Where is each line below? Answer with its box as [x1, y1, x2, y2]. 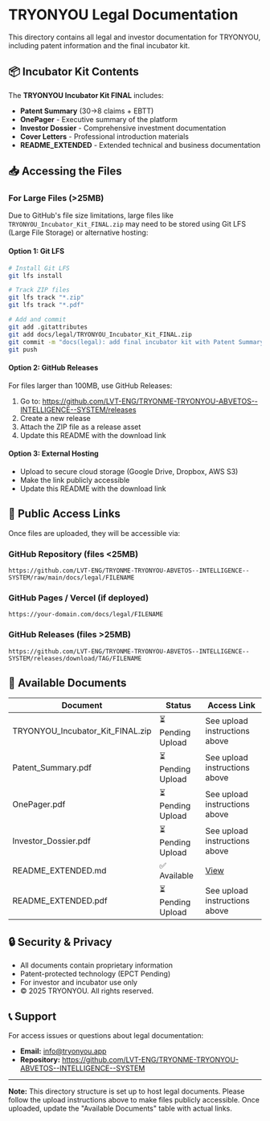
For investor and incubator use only [19, 978, 138, 988]
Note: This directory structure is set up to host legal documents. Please [8, 1086, 245, 1096]
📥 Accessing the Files [8, 165, 122, 178]
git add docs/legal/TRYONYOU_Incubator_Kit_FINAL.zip [8, 330, 193, 338]
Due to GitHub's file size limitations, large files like [8, 211, 174, 220]
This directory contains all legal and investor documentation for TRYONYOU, [8, 32, 261, 42]
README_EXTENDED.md [12, 865, 107, 877]
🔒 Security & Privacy [8, 935, 112, 949]
